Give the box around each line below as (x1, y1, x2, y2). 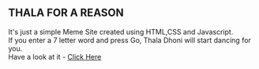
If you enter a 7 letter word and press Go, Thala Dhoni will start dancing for (8, 35, 251, 45)
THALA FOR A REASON (8, 6, 124, 20)
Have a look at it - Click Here (8, 52, 102, 61)
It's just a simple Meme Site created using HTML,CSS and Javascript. (8, 27, 234, 36)
